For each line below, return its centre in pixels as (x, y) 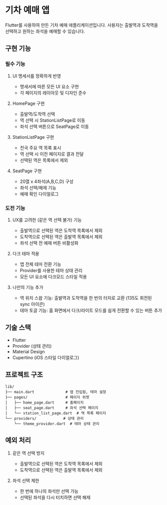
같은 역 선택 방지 (28, 453)
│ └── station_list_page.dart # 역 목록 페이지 (56, 413)
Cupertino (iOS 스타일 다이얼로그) (46, 357)
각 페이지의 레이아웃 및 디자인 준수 (53, 92)
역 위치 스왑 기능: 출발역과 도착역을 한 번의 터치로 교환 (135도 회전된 (86, 298)
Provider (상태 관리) (32, 346)
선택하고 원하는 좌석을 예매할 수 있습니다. (45, 31)
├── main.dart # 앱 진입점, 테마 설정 (56, 392)
